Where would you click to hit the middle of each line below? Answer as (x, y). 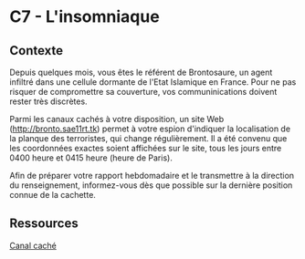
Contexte (37, 51)
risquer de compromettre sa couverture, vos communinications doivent (143, 92)
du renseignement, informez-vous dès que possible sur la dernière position (151, 185)
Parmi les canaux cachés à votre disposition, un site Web (117, 119)
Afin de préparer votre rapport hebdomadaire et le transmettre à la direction (152, 176)
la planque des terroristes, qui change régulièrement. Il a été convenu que (148, 138)
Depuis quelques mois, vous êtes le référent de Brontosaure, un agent (141, 72)
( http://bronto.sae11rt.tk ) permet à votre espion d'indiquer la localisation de (150, 129)
